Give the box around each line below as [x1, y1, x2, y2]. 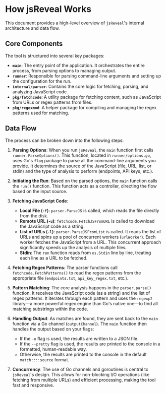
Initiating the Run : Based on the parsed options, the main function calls [12, 178, 158, 184]
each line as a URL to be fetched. [19, 255, 88, 261]
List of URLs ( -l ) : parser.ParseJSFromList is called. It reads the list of [19, 228, 161, 234]
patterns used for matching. [12, 110, 69, 116]
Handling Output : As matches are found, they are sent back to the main [12, 315, 158, 321]
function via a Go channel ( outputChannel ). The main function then [12, 321, 147, 327]
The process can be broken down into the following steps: [5, 137, 124, 143]
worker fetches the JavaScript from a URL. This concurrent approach [19, 239, 161, 245]
